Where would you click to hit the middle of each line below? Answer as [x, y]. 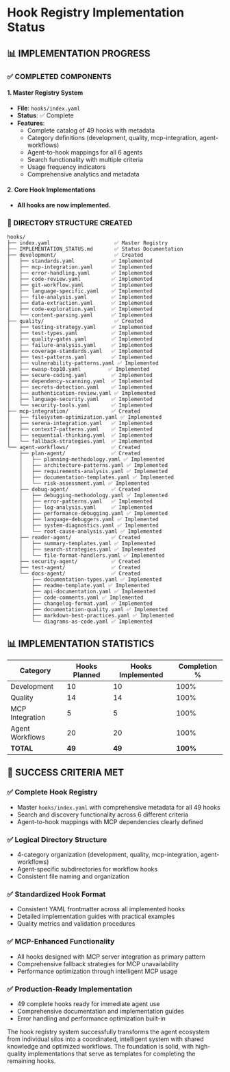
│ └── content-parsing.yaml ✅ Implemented [80, 315]
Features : [31, 123]
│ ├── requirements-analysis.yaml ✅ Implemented [94, 472]
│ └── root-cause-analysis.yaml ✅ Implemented [91, 532]
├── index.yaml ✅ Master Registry [88, 243]
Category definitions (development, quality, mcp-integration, [113, 137]
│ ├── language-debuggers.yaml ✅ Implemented [89, 520]
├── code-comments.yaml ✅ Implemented [88, 598]
